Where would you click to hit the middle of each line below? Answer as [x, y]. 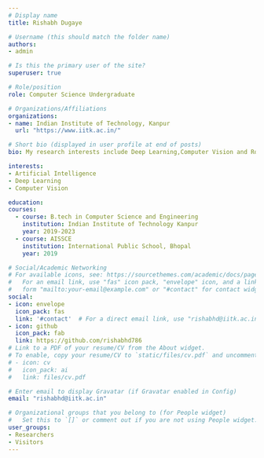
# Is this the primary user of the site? [77, 66]
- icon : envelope [37, 304]
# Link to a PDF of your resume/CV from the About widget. [107, 348]
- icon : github [33, 326]
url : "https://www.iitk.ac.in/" [68, 130]
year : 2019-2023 [49, 232]
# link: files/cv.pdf [47, 377]
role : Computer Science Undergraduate [71, 94]
